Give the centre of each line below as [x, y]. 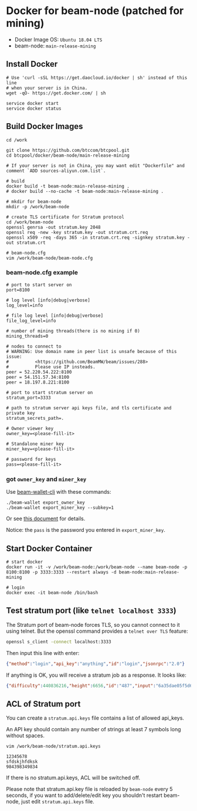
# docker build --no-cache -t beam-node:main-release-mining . [85, 191]
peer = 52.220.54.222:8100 [39, 372]
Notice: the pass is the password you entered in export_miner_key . [86, 530]
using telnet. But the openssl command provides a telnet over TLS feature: [97, 631]
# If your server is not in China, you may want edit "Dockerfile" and [95, 165]
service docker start [33, 103]
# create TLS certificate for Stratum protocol [65, 217]
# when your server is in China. [47, 88]
